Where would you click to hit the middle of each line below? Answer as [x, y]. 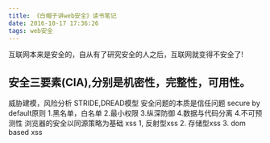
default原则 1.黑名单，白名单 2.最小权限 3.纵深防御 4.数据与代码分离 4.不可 [132, 113]
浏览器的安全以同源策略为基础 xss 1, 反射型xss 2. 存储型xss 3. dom [135, 123]
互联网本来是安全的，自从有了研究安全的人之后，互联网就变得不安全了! [126, 55]
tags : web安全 [31, 31]
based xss [25, 133]
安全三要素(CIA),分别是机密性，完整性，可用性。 [129, 82]
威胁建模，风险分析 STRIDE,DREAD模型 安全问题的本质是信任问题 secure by [134, 103]
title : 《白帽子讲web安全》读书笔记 [62, 16]
